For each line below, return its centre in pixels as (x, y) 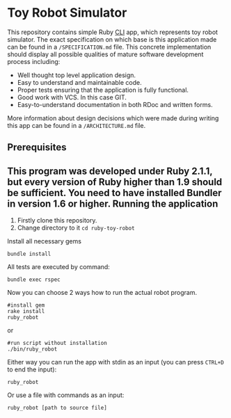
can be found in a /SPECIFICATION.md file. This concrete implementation (109, 47)
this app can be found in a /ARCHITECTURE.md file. (77, 125)
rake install (26, 312)
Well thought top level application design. (77, 75)
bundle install (29, 254)
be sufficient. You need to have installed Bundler (114, 193)
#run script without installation (57, 343)
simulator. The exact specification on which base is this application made (112, 39)
